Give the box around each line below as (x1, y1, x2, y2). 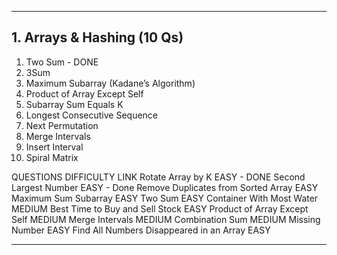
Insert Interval (25, 141, 84, 153)
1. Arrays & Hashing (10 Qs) (11, 29, 184, 46)
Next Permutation (25, 119, 99, 131)
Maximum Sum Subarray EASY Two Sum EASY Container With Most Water (11, 192, 319, 204)
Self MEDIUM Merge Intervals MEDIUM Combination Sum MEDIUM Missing (11, 213, 321, 225)
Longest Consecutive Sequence (25, 109, 159, 121)
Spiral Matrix (25, 151, 79, 163)
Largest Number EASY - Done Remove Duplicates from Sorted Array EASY (11, 181, 319, 193)
